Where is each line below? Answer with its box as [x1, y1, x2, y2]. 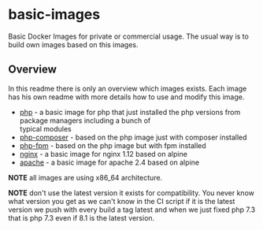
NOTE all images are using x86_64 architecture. [8, 172, 163, 182]
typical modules [19, 124, 72, 133]
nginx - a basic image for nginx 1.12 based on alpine [19, 149, 187, 158]
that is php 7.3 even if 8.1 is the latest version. [8, 213, 155, 222]
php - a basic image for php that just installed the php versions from [19, 107, 241, 117]
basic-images [8, 6, 101, 24]
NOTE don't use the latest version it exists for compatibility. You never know [8, 187, 254, 198]
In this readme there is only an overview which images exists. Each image [8, 83, 247, 93]
